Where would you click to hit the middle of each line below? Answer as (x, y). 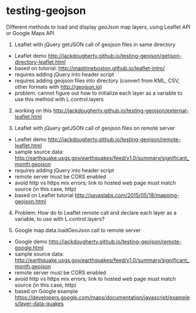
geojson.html (30, 201)
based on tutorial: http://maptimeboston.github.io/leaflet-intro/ (90, 68)
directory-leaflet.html (40, 62)
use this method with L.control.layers (59, 99)
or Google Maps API (30, 33)
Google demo (31, 241)
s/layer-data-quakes (39, 303)
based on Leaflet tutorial (44, 195)
